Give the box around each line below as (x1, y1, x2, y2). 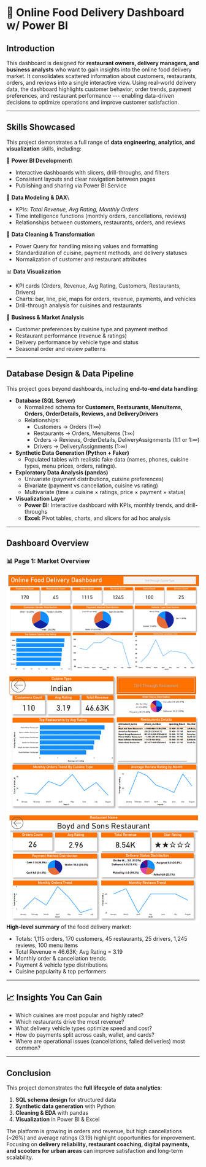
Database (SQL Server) (15, 396, 75, 404)
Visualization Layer (15, 495, 66, 502)
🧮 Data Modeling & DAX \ (6, 194, 69, 201)
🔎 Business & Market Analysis (6, 313, 85, 321)
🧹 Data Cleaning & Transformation (6, 230, 95, 238)
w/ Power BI (6, 18, 69, 33)
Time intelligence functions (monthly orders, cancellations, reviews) (15, 212, 187, 219)
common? (15, 1044, 41, 1051)
